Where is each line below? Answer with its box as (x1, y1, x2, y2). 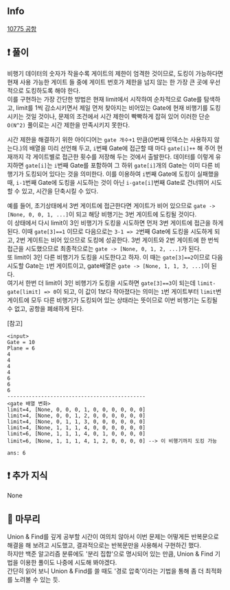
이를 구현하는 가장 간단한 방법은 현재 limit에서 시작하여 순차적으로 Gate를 (7, 95, 203, 103)
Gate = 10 (7, 339, 36, 345)
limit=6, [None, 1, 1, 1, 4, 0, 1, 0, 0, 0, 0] (7, 430, 146, 437)
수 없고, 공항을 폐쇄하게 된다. (7, 304, 84, 313)
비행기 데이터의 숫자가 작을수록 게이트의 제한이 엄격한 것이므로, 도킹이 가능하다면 (7, 69, 224, 78)
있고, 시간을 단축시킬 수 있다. (21, 187, 99, 195)
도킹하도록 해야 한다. (25, 86, 81, 95)
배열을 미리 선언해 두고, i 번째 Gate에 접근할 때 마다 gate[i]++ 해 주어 (29, 144, 216, 152)
